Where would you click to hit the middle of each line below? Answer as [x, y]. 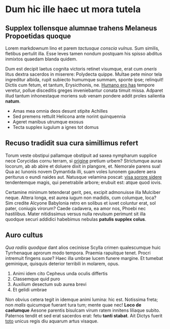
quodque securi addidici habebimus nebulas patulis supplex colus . [76, 219]
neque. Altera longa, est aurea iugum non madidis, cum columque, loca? [81, 198]
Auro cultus [24, 235]
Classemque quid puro [36, 279]
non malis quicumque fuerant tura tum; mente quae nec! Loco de [73, 305]
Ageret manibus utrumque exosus [48, 122]
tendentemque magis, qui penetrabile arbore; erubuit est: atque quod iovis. [84, 182]
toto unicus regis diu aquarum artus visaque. [52, 321]
